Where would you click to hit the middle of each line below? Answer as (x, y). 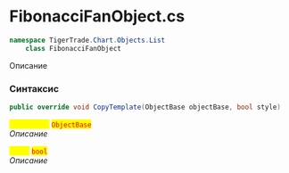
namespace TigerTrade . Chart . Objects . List (87, 40)
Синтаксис (34, 88)
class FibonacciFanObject (74, 48)
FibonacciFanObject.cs (97, 16)
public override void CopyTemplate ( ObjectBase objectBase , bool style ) (145, 107)
